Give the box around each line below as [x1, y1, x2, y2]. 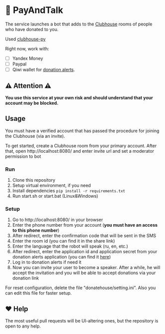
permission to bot [5, 153, 41, 159]
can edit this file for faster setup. [5, 290, 72, 296]
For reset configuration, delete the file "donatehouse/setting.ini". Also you [5, 285, 156, 291]
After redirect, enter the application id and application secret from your [12, 249, 158, 255]
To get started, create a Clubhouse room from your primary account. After [5, 142, 157, 149]
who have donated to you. [5, 26, 59, 32]
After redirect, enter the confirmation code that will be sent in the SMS [12, 233, 157, 239]
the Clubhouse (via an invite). [5, 133, 66, 139]
